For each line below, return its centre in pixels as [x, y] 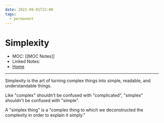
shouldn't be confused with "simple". [42, 101]
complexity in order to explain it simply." [45, 115]
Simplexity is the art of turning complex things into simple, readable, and [78, 81]
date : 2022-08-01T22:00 [29, 10]
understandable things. [28, 86]
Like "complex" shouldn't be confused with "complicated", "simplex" [74, 95]
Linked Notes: [26, 61]
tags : [10, 14]
